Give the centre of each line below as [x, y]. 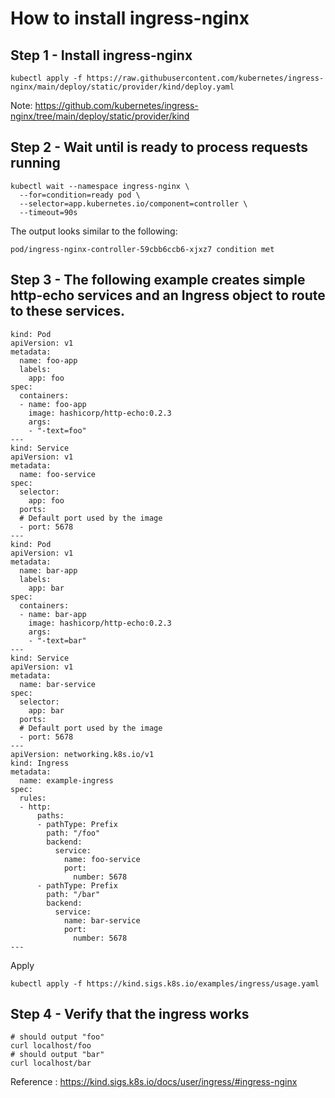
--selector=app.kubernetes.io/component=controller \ [133, 203]
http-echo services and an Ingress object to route [168, 295]
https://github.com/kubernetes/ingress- [116, 105]
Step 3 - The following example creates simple [158, 280]
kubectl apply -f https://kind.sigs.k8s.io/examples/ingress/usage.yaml [165, 983]
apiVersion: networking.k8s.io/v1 [82, 754]
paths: [50, 815]
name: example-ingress [66, 780]
